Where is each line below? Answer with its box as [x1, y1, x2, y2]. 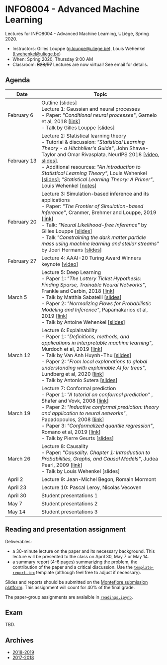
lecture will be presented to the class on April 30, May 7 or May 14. [12, 553, 149, 559]
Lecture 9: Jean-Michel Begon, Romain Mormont [41, 475, 157, 482]
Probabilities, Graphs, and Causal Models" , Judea [41, 455, 158, 462]
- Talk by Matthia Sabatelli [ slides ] [41, 293, 122, 300]
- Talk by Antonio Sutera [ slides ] [41, 377, 118, 384]
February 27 [7, 257, 37, 264]
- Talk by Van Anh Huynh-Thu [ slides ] [41, 352, 132, 359]
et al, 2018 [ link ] [41, 118, 81, 125]
